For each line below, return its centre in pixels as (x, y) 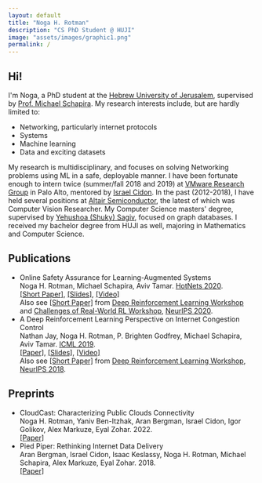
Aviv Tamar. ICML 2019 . (57, 344)
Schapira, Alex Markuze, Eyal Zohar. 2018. (87, 463)
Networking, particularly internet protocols (88, 127)
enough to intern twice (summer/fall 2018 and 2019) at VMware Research (126, 183)
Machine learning (47, 143)
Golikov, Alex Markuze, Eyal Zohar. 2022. (86, 429)
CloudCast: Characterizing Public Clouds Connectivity (107, 412)
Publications (40, 258)
